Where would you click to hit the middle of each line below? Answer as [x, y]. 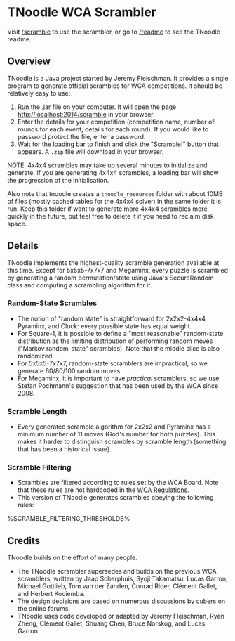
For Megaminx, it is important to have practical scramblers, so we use [118, 378]
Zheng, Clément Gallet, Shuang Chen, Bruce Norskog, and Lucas [111, 623]
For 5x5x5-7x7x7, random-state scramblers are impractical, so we [113, 363]
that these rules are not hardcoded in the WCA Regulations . [103, 490]
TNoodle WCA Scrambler [82, 12]
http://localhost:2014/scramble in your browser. [86, 114]
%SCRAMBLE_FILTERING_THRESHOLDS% [69, 519]
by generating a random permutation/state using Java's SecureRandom [110, 278]
